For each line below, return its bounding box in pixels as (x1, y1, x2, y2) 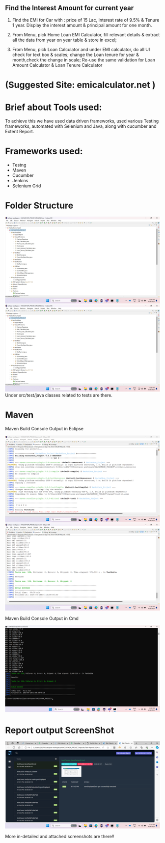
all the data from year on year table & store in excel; (12, 37, 117, 43)
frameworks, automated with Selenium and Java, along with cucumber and (5, 123, 157, 129)
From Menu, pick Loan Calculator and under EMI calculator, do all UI (12, 46, 150, 52)
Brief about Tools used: (5, 102, 102, 113)
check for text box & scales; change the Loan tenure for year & (12, 52, 139, 57)
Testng (12, 162, 27, 168)
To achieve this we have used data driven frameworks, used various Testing (5, 118, 159, 124)
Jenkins (12, 177, 28, 183)
